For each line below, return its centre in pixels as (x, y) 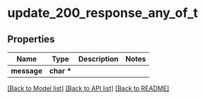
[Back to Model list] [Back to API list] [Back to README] (88, 88)
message (27, 71)
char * (60, 71)
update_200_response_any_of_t (103, 13)
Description (98, 59)
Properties (31, 39)
